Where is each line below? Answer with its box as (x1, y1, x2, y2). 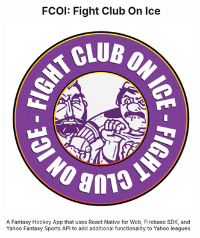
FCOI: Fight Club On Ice (42, 4, 161, 18)
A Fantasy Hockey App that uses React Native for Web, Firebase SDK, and (6, 218, 191, 225)
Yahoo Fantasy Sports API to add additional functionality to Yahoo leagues (6, 224, 191, 232)
